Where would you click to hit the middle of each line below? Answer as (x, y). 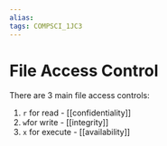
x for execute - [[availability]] (76, 132)
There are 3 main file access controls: (80, 96)
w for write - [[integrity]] (65, 123)
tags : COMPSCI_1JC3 (46, 26)
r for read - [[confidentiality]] (77, 113)
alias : (22, 18)
